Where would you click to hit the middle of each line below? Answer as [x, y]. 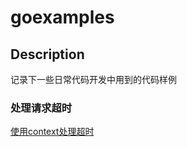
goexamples [62, 17]
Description [47, 54]
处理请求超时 [41, 108]
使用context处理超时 [52, 132]
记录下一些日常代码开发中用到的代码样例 [93, 79]
